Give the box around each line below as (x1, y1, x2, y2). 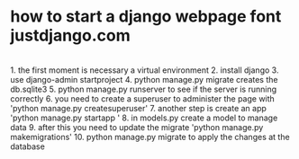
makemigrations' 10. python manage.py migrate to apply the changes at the (10, 131, 291, 142)
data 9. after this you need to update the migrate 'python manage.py (10, 121, 264, 132)
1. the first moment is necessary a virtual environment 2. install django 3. (10, 65, 279, 75)
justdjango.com (10, 25, 131, 46)
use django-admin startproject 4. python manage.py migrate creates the (10, 74, 278, 84)
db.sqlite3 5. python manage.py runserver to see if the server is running (10, 84, 277, 94)
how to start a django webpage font (10, 6, 282, 27)
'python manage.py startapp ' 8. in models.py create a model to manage (10, 112, 278, 123)
